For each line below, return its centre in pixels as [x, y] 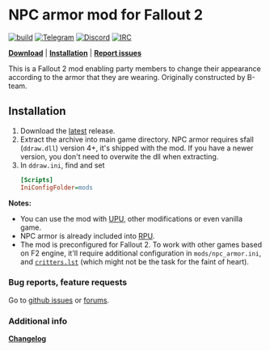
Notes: [20, 203]
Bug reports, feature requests [68, 282]
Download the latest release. [67, 130]
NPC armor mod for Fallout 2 [106, 15]
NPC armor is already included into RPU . [87, 235]
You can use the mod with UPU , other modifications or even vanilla [131, 218]
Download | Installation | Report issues [75, 53]
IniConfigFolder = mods [56, 188]
